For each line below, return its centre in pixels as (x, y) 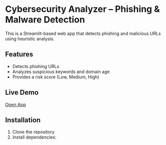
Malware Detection (45, 20)
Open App (16, 104)
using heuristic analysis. (30, 39)
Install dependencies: (34, 137)
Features (19, 54)
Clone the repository (33, 132)
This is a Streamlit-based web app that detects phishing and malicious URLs (83, 33)
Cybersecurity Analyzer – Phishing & (83, 9)
